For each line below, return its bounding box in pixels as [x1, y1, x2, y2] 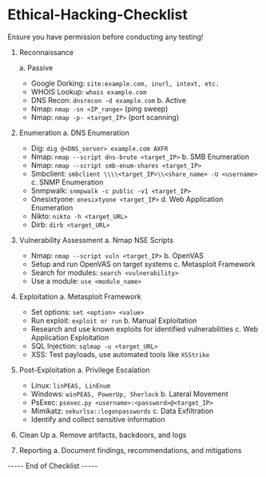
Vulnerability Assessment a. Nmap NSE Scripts [18, 235, 173, 244]
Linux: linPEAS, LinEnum [30, 380, 111, 390]
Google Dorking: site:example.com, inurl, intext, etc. [30, 78, 220, 88]
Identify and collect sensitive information [30, 414, 165, 424]
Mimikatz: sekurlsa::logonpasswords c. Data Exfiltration [30, 406, 214, 415]
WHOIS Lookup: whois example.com [30, 86, 147, 97]
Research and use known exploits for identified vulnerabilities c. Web [30, 324, 259, 333]
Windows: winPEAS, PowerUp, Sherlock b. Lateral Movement [30, 389, 228, 399]
